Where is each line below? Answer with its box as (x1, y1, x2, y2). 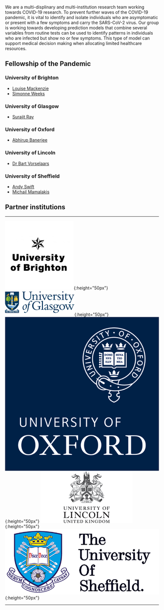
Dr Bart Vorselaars (12, 161, 50, 166)
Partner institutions (5, 203, 66, 211)
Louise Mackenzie (12, 85, 49, 91)
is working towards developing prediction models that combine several (5, 25, 147, 31)
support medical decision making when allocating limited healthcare (5, 41, 142, 46)
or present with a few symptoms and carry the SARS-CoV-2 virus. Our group (5, 20, 159, 25)
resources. (5, 46, 27, 51)
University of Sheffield (5, 173, 60, 180)
